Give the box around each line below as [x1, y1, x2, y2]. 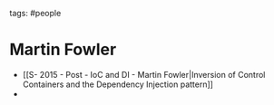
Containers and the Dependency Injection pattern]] [22, 79, 213, 90]
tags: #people [9, 8, 62, 18]
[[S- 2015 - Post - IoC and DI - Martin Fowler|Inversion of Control [22, 69, 266, 80]
